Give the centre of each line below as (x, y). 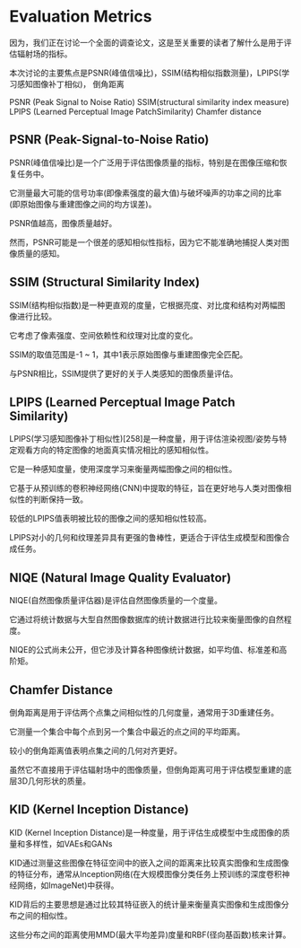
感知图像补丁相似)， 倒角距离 (71, 83)
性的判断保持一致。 (52, 499)
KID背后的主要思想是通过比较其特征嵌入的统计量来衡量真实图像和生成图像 (146, 904)
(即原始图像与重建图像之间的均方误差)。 (83, 204)
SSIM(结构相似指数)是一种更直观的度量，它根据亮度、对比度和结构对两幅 (143, 305)
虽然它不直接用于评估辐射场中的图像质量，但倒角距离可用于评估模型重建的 (146, 770)
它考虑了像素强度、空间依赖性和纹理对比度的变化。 (103, 335)
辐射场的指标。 (44, 53)
